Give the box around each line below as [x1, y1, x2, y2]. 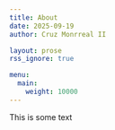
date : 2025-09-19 [9, 22, 75, 30]
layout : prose [9, 46, 63, 55]
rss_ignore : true [9, 55, 75, 64]
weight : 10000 [25, 87, 78, 96]
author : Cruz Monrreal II [9, 30, 106, 39]
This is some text [9, 111, 73, 122]
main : [17, 79, 39, 88]
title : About [9, 13, 58, 22]
